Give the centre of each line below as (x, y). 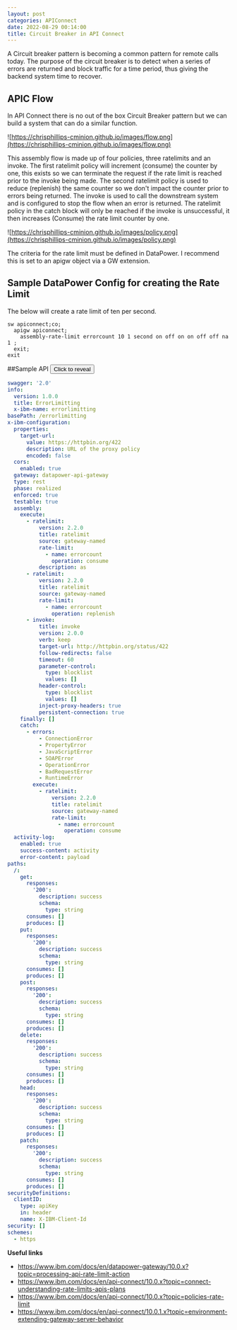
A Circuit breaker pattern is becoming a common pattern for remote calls (113, 54)
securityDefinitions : (39, 1193)
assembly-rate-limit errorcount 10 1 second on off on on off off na (124, 336)
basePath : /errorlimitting (47, 416)
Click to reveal (72, 369)
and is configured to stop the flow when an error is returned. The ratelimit (114, 203)
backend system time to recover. (55, 76)
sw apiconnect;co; (34, 324)
